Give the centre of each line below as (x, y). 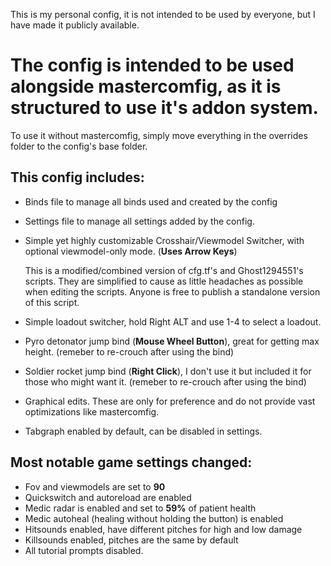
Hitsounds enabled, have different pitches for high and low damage (163, 529)
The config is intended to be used (152, 65)
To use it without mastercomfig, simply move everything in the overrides (159, 135)
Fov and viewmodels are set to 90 (95, 486)
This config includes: (77, 177)
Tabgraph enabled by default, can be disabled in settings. (143, 431)
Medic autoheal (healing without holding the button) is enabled (154, 518)
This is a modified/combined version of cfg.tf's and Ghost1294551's (164, 270)
